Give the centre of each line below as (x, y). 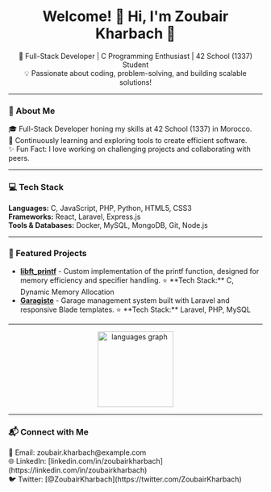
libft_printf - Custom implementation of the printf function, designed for (140, 271)
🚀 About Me (32, 111)
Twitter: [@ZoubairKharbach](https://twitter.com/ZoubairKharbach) (130, 479)
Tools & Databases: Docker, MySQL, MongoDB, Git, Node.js (108, 225)
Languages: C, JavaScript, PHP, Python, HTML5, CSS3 (100, 208)
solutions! (135, 82)
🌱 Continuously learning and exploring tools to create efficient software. (128, 141)
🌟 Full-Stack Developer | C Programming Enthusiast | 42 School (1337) (135, 56)
